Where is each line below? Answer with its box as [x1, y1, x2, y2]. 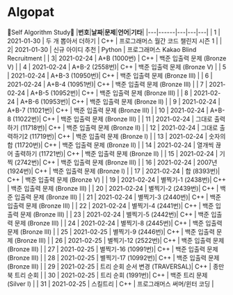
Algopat [7, 4, 54, 20]
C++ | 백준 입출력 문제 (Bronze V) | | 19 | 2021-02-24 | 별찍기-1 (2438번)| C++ [7, 175, 226, 184]
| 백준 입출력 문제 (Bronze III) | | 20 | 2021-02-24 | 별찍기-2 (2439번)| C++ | [7, 184, 219, 192]
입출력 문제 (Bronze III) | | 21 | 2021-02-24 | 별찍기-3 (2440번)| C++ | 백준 [14, 192, 221, 201]
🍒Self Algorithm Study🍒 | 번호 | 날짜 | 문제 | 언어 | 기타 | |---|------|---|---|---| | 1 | [7, 28, 220, 36]
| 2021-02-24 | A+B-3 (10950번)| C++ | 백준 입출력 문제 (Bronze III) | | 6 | [7, 71, 214, 80]
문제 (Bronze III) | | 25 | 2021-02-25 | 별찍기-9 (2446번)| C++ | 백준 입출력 [7, 227, 216, 236]
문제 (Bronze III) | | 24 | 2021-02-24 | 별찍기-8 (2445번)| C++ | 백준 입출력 [14, 219, 223, 227]
